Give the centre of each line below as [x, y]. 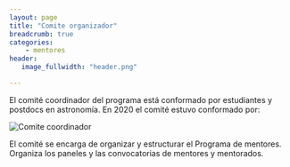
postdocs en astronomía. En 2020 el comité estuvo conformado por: [135, 109]
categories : [31, 42]
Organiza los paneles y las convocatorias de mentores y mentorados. [137, 153]
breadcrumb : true [41, 34]
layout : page [33, 17]
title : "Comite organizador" [63, 26]
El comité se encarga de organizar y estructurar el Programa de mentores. [145, 144]
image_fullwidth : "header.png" [79, 68]
